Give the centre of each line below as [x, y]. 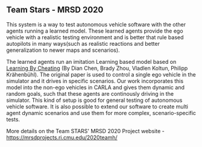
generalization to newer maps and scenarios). [63, 50]
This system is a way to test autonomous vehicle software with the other [96, 24]
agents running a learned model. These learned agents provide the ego [95, 31]
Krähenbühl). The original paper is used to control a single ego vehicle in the [101, 74]
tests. [13, 119]
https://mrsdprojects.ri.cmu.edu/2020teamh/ [62, 137]
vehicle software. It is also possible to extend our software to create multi [97, 106]
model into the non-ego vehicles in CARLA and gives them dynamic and [96, 87]
